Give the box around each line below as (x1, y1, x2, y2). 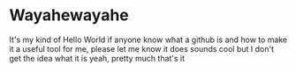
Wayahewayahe (9, 5, 130, 25)
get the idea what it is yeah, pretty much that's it (9, 53, 186, 63)
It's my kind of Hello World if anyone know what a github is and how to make (9, 34, 288, 45)
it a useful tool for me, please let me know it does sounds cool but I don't (9, 43, 274, 54)
